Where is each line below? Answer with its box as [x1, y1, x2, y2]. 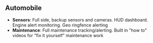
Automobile [5, 4, 42, 12]
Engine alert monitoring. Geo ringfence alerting [12, 22, 108, 28]
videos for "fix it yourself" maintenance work [12, 32, 104, 38]
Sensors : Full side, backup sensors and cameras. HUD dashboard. [12, 17, 148, 22]
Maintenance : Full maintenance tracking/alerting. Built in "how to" [12, 27, 147, 33]
